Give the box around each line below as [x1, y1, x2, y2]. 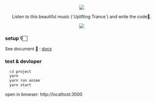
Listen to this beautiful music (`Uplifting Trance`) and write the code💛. [12, 14, 152, 19]
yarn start [9, 83, 32, 87]
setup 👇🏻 [5, 34, 28, 41]
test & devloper [5, 58, 42, 65]
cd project [9, 69, 32, 74]
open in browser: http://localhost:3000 [5, 91, 83, 97]
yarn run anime [9, 78, 40, 83]
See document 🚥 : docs [5, 46, 52, 52]
